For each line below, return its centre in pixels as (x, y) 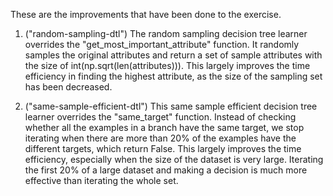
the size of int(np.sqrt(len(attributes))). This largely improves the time (167, 65)
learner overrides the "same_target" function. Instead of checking (160, 117)
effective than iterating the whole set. (101, 180)
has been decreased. (68, 87)
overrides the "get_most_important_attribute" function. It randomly (162, 44)
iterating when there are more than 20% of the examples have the (160, 138)
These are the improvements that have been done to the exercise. (146, 14)
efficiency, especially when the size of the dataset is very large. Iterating (174, 159)
